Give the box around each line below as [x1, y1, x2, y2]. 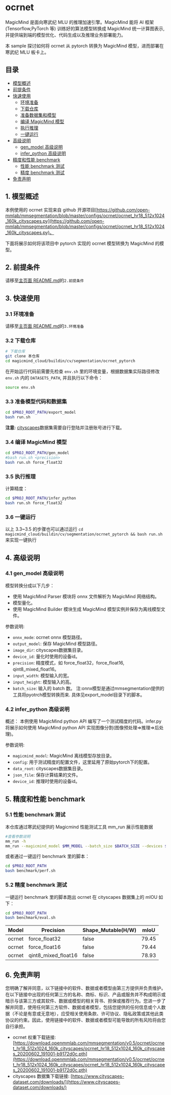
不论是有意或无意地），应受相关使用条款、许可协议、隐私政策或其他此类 [14, 1011, 164, 1017]
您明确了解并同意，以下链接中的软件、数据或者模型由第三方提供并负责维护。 [5, 985, 166, 991]
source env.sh [5, 385, 36, 390]
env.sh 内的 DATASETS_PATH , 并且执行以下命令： [5, 374, 103, 380]
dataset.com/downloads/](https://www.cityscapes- [12, 1079, 121, 1085]
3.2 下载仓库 [5, 337, 36, 344]
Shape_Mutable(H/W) [82, 926, 136, 934]
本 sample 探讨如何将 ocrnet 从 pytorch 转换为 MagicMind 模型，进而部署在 [5, 42, 164, 49]
